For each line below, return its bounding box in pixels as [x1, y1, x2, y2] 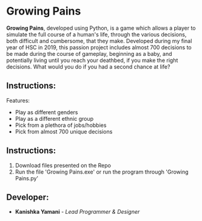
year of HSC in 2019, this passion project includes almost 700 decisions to [6, 44, 192, 51]
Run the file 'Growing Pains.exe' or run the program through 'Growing [15, 168, 189, 175]
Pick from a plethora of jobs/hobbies [15, 121, 107, 129]
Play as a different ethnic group [15, 115, 94, 122]
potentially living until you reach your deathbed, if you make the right [6, 56, 178, 64]
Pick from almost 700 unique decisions [15, 127, 113, 135]
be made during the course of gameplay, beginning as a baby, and [6, 50, 172, 57]
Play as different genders [15, 108, 78, 116]
